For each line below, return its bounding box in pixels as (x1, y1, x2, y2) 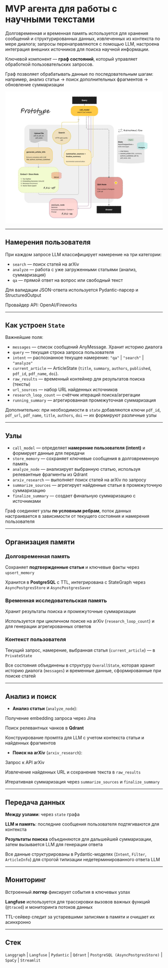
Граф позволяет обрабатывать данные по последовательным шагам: (5, 71, 153, 77)
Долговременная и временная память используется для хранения (5, 30, 148, 36)
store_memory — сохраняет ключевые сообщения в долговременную (12, 456, 159, 462)
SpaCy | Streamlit (5, 957, 41, 963)
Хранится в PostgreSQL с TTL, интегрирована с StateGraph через (5, 579, 146, 585)
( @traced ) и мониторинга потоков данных (5, 904, 93, 910)
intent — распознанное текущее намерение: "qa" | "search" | (12, 354, 144, 361)
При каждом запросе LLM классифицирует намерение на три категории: (5, 251, 162, 257)
